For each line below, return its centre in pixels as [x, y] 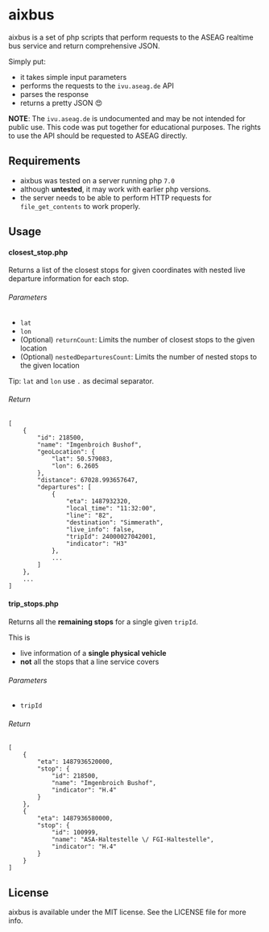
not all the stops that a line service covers [89, 661]
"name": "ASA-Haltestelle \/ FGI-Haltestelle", [133, 840]
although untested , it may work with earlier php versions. [115, 189]
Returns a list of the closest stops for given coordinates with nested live [127, 270]
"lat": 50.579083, [82, 459]
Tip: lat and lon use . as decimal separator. [81, 380]
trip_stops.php [33, 604]
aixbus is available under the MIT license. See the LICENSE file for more [128, 912]
